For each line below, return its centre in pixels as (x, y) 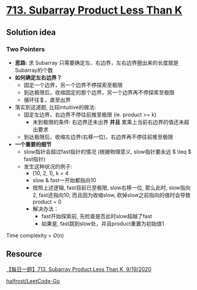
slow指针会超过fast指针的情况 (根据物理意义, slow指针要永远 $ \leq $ (107, 151)
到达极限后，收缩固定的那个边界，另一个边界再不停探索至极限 (99, 92)
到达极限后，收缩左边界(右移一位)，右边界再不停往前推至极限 (98, 136)
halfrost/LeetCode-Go (33, 281)
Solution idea (31, 32)
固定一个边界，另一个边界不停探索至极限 (73, 85)
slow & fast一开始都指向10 (64, 180)
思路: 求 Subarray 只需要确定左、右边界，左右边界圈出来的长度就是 (97, 62)
